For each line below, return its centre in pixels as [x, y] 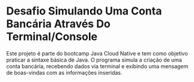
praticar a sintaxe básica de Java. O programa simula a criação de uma [94, 60]
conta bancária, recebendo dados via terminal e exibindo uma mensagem [97, 66]
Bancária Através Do [59, 24]
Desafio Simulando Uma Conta [84, 11]
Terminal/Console [52, 37]
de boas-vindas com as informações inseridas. [64, 72]
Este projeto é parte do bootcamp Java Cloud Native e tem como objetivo [97, 53]
